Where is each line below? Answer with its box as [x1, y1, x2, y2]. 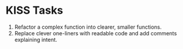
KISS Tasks [5, 4, 63, 17]
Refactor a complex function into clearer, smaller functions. [14, 23, 162, 30]
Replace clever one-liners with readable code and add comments [14, 29, 178, 36]
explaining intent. [14, 36, 58, 43]
